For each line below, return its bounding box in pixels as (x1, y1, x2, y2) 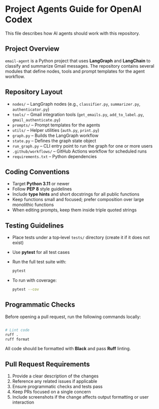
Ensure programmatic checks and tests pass (12, 384, 103, 390)
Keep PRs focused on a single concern (12, 389, 91, 395)
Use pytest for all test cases (12, 249, 70, 255)
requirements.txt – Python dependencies (12, 153, 97, 159)
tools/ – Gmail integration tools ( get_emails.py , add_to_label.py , (12, 111, 144, 117)
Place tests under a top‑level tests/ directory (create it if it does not (12, 235, 150, 241)
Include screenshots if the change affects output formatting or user (12, 394, 149, 400)
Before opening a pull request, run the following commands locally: (5, 314, 141, 320)
